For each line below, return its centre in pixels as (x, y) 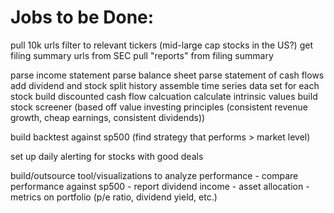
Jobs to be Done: (82, 17)
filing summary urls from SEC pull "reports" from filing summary (142, 55)
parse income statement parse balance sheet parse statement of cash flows (167, 75)
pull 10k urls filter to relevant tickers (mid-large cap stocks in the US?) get (161, 45)
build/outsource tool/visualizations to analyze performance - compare (154, 175)
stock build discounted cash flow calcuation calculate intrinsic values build (164, 96)
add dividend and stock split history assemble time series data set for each (165, 85)
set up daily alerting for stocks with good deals (107, 156)
